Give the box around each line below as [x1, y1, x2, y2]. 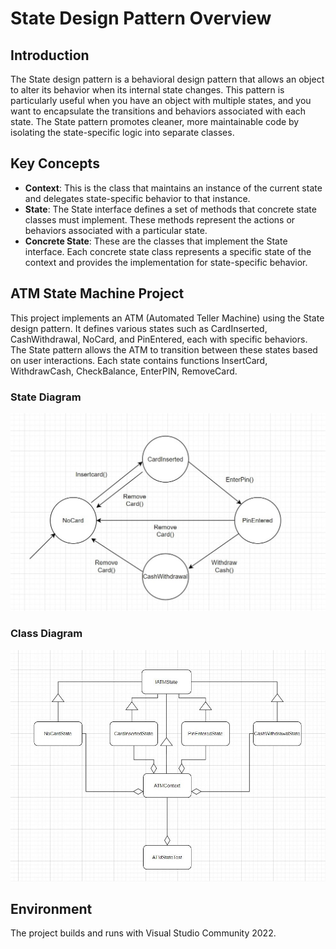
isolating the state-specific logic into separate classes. [10, 127, 235, 138]
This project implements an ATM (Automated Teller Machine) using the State [10, 312, 325, 324]
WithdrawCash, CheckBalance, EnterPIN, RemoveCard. [10, 365, 238, 377]
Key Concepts [10, 155, 100, 172]
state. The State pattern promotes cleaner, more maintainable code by [10, 116, 300, 127]
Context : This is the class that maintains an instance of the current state [24, 182, 323, 194]
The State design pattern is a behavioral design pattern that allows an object [10, 73, 325, 85]
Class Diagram [10, 627, 83, 641]
